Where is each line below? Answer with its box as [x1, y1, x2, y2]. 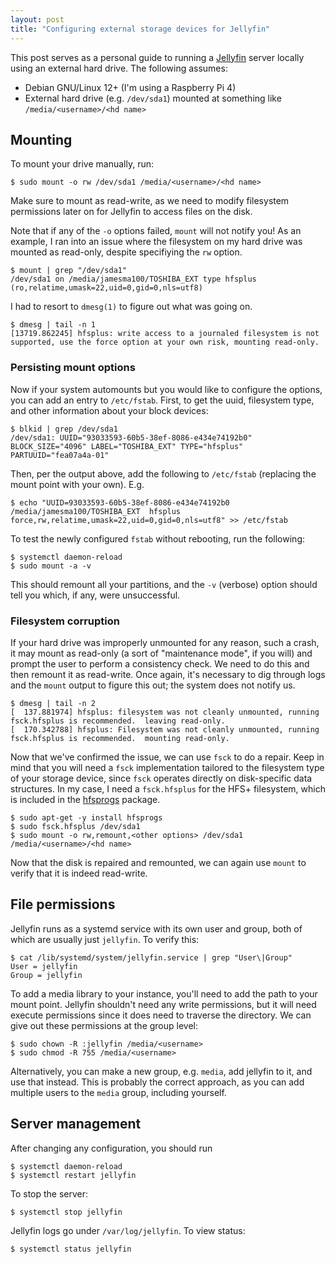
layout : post [10, 14, 65, 25]
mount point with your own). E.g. [10, 478, 145, 490]
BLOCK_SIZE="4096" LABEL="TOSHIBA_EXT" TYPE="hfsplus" [10, 441, 244, 451]
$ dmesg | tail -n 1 [10, 320, 97, 330]
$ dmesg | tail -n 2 [10, 698, 97, 708]
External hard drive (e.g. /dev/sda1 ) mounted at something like [24, 92, 282, 104]
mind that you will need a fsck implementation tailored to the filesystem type [10, 761, 325, 773]
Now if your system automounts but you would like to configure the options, [10, 383, 323, 395]
